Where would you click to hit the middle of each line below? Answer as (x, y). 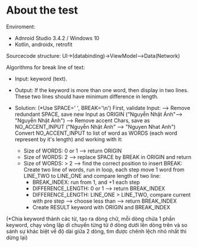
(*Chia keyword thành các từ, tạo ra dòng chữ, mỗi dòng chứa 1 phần (91, 219)
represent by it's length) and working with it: (69, 139)
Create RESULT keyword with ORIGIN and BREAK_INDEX (101, 207)
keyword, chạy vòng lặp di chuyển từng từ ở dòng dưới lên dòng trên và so (97, 225)
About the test (42, 10)
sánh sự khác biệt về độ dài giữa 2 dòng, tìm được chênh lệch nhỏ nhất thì (96, 231)
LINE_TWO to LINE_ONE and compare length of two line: (92, 175)
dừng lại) (17, 238)
